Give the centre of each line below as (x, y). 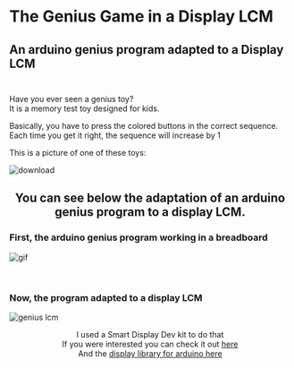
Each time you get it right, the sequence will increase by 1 (115, 135)
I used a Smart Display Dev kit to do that (150, 334)
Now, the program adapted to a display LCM (106, 297)
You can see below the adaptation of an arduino (150, 198)
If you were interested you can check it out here (150, 344)
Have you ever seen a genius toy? (71, 99)
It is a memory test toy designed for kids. (84, 108)
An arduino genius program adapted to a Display (147, 50)
